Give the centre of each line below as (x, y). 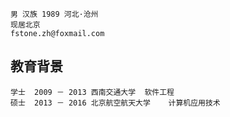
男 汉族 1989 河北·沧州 (54, 14)
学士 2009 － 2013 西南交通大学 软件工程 (92, 92)
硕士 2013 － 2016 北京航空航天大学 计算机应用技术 (115, 103)
